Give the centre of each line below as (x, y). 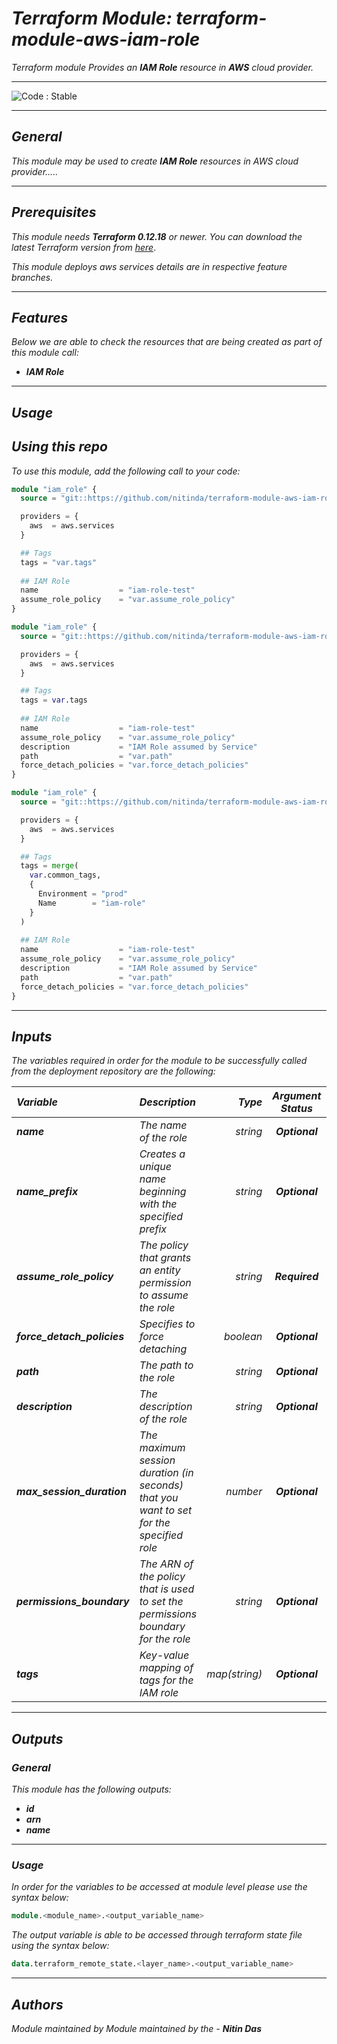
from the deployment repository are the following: (113, 1071)
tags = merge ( (49, 866)
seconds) (161, 1485)
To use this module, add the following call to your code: (126, 471)
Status (296, 1109)
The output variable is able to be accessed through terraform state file (157, 1935)
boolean (243, 1337)
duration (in (166, 1473)
